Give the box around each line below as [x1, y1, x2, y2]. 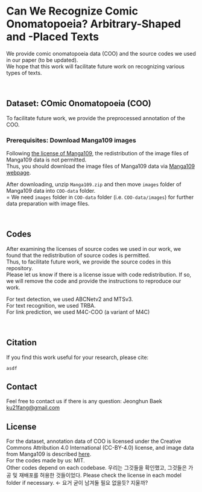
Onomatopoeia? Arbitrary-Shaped [6, 17, 181, 31]
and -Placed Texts [6, 30, 99, 44]
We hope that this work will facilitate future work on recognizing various [6, 62, 185, 70]
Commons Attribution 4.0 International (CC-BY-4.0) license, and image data [6, 444, 194, 452]
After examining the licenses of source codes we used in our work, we [6, 245, 181, 252]
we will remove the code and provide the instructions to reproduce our [6, 277, 181, 285]
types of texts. [6, 69, 42, 76]
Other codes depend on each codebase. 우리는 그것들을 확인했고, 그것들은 [6, 464, 187, 471]
